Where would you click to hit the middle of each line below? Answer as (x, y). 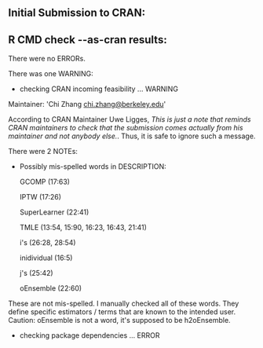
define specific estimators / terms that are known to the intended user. (122, 312)
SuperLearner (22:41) (54, 212)
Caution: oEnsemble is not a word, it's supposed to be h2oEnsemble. (119, 321)
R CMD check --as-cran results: (88, 40)
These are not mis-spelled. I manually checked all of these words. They (124, 304)
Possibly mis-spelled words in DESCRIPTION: (93, 167)
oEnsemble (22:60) (51, 288)
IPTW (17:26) (40, 197)
